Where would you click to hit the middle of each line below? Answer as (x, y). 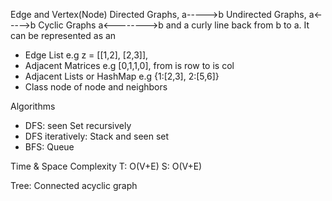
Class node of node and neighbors (96, 87)
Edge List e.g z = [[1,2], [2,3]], (86, 55)
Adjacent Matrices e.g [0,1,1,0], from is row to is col (129, 65)
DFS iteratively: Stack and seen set (97, 136)
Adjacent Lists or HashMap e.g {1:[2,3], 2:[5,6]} (122, 76)
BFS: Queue (49, 147)
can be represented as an (63, 35)
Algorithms (33, 106)
